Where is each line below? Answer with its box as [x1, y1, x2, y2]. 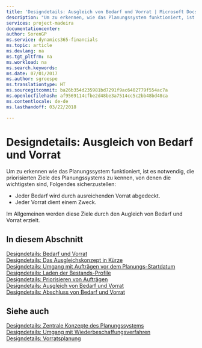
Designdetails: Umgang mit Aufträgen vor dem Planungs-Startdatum [6, 263, 176, 270]
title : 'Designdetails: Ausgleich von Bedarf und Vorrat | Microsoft [6, 8, 185, 15]
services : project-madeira [6, 20, 74, 26]
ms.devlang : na [6, 48, 44, 54]
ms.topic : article [6, 43, 52, 49]
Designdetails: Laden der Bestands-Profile [6, 269, 111, 277]
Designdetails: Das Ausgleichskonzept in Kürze [6, 256, 123, 264]
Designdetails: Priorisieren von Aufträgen [6, 276, 108, 283]
